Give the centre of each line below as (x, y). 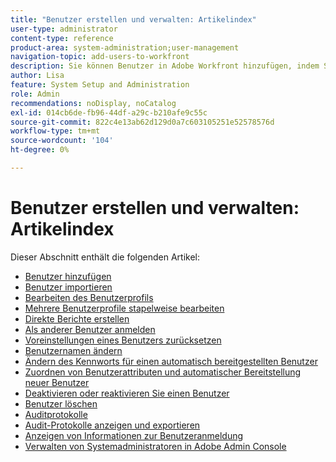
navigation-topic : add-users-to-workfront (100, 57)
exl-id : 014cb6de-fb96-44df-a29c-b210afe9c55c (109, 112)
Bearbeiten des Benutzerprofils (89, 297)
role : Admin (35, 94)
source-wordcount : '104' (62, 141)
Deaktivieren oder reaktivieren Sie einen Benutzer (127, 393)
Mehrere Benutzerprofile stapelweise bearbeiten (124, 308)
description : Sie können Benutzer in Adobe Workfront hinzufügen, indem (165, 66)
